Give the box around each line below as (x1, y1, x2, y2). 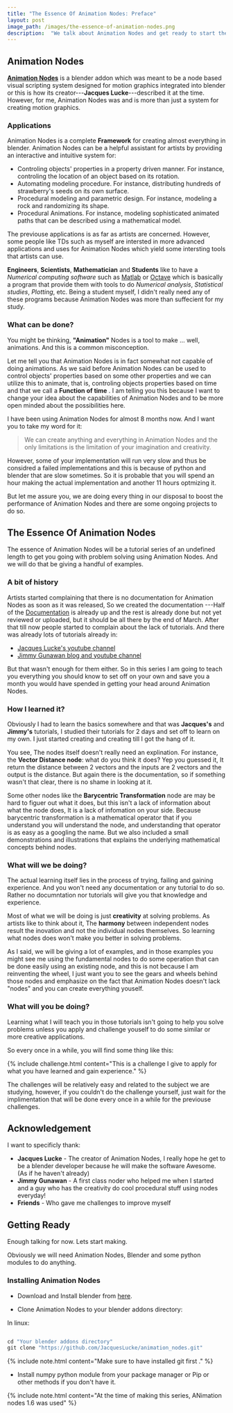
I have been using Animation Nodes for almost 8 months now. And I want (7, 415, 215, 423)
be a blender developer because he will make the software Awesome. (17, 1162, 216, 1170)
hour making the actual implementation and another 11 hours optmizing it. (7, 478, 216, 487)
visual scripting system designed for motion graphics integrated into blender (7, 81, 225, 90)
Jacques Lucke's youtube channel (17, 644, 116, 652)
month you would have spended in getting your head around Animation (7, 679, 210, 687)
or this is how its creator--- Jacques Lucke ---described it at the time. (7, 88, 205, 97)
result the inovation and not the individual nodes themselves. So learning (7, 927, 215, 935)
